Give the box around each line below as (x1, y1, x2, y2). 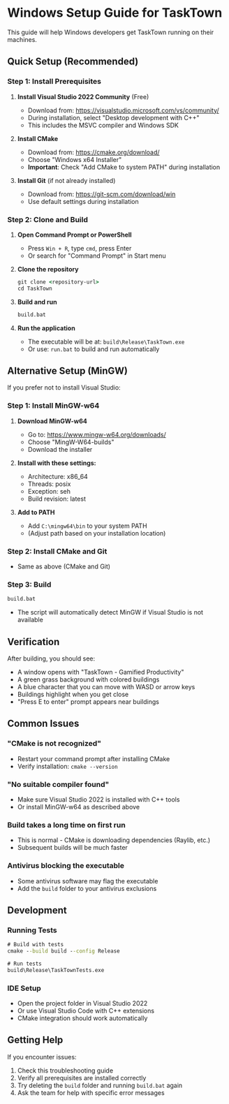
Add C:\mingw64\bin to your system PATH (27, 522, 148, 530)
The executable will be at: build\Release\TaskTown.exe (27, 337, 185, 346)
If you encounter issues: (7, 1052, 77, 1061)
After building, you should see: (7, 654, 96, 663)
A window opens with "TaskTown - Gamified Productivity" (17, 668, 184, 676)
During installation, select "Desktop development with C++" (27, 113, 200, 122)
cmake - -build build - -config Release (7, 948, 120, 955)
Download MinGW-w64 (17, 417, 87, 425)
